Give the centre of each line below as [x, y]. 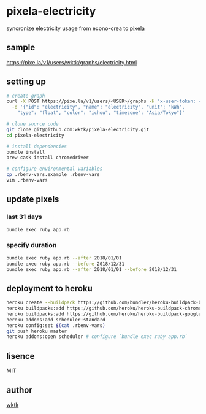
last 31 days [24, 217]
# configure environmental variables [55, 169]
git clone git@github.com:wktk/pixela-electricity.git [78, 129]
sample [21, 48]
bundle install [26, 152]
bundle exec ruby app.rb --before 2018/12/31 [65, 264]
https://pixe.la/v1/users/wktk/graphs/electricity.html [72, 62]
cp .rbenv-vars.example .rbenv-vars [53, 175]
